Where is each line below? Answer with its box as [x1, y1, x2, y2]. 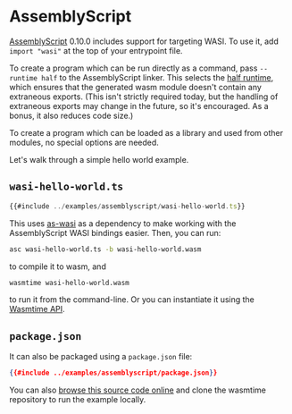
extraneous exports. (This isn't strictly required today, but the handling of [9, 91, 279, 102]
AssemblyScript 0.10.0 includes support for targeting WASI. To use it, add [9, 36, 279, 46]
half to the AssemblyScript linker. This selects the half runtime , [41, 72, 274, 82]
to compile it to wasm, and [9, 261, 107, 272]
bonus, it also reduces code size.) [9, 110, 134, 121]
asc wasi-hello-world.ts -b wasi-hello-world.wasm [9, 244, 202, 254]
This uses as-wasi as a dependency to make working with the [9, 217, 237, 229]
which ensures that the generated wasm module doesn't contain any [9, 81, 262, 92]
